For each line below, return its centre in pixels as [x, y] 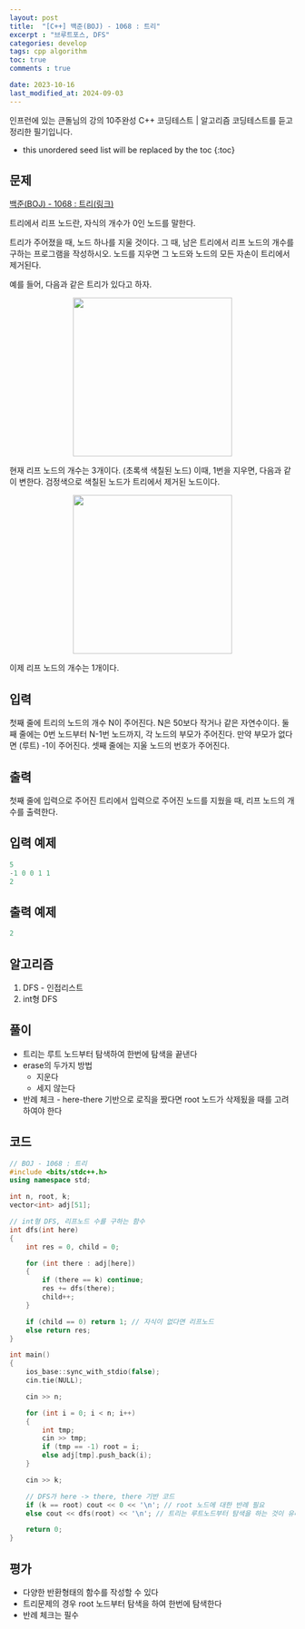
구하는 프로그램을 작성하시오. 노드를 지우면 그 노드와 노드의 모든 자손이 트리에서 [150, 254]
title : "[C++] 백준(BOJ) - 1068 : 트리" [85, 26]
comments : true [40, 69]
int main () [30, 1355]
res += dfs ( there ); [79, 1289]
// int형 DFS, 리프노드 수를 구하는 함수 [77, 1222]
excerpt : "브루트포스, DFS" [60, 34]
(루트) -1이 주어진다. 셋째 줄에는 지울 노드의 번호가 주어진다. [124, 746]
